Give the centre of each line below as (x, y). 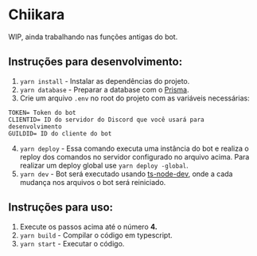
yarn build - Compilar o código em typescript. (96, 235)
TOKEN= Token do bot (43, 112)
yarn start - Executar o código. (72, 243)
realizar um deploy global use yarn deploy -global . (104, 165)
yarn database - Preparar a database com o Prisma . (104, 89)
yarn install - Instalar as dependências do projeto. (105, 81)
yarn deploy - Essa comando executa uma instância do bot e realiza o (134, 148)
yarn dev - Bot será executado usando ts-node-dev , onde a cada (126, 174)
